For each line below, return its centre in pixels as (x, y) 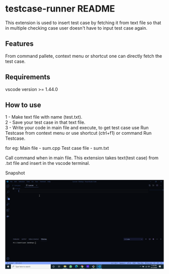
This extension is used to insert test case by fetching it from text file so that (83, 23)
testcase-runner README (60, 9)
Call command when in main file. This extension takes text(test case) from (82, 158)
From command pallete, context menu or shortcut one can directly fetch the (84, 56)
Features (19, 44)
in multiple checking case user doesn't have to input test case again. (76, 28)
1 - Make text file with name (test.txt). (44, 117)
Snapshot (15, 173)
